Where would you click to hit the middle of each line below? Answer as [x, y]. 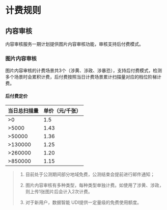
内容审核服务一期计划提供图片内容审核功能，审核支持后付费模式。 [74, 44]
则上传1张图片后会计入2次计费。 [59, 191]
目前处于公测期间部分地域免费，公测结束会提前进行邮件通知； [90, 174]
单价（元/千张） [62, 111]
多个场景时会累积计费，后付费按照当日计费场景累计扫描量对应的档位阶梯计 [83, 77]
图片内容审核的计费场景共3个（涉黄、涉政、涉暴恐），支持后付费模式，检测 [83, 71]
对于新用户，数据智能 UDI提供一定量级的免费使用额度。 [83, 202]
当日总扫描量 [23, 111]
